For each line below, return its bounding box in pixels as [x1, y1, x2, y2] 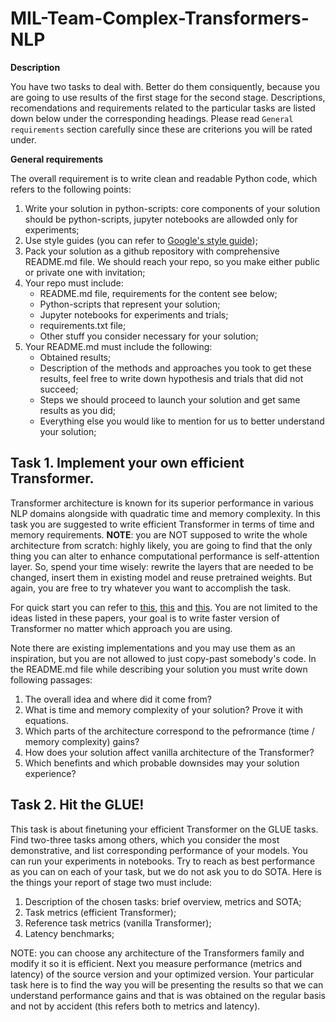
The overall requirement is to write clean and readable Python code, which [10, 172, 318, 184]
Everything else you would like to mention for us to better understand [39, 415, 325, 427]
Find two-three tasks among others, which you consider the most [10, 833, 280, 846]
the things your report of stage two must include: [10, 876, 213, 888]
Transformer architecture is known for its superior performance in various [10, 497, 314, 509]
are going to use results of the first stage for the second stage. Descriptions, [10, 91, 326, 103]
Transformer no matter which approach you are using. [10, 622, 233, 634]
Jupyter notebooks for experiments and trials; [39, 308, 229, 321]
